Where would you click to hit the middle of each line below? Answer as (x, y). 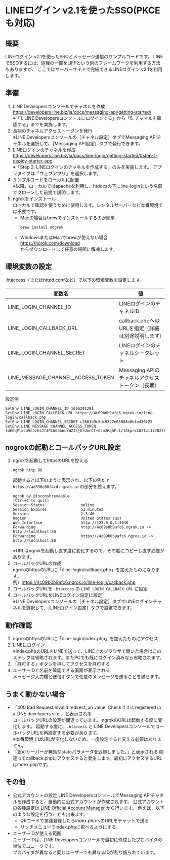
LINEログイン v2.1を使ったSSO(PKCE (83, 10)
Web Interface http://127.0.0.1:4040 (70, 523)
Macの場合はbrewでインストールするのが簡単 (68, 218)
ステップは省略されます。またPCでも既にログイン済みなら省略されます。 (88, 657)
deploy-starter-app (32, 161)
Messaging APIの (139, 370)
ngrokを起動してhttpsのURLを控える (50, 460)
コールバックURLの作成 (37, 564)
